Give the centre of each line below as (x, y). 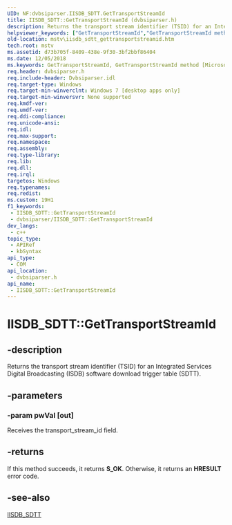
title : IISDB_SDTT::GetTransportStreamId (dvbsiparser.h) (92, 20)
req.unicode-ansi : (33, 123)
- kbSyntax (26, 252)
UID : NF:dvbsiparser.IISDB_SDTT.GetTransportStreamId (86, 13)
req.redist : (24, 194)
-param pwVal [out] (40, 415)
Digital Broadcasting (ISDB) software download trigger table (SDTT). (104, 374)
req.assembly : (28, 149)
